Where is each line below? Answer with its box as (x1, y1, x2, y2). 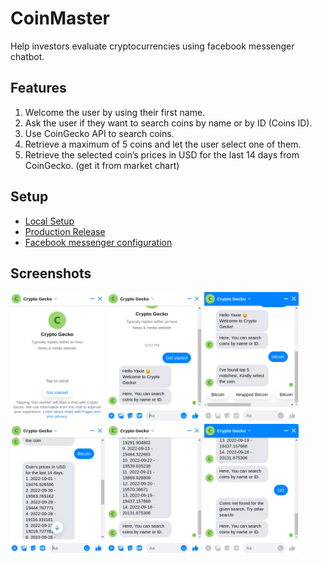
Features (10, 80, 67, 97)
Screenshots (10, 265, 92, 282)
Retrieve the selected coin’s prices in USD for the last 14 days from (24, 148, 300, 161)
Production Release (24, 225, 106, 237)
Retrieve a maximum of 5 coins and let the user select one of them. (24, 138, 302, 150)
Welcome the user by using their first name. (24, 106, 206, 118)
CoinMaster (10, 7, 110, 30)
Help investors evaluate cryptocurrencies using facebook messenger (10, 40, 295, 52)
